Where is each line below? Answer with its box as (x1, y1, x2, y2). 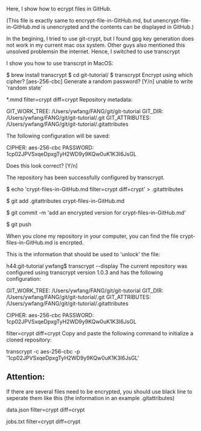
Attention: (6, 372, 45, 382)
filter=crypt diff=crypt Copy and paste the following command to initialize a (6, 330, 194, 337)
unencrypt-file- (153, 17, 191, 24)
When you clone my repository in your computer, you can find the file (6, 232, 179, 240)
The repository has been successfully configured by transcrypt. (6, 174, 165, 181)
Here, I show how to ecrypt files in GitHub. (6, 5, 112, 12)
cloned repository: (6, 336, 52, 343)
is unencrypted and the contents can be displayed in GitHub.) (41, 24, 194, 30)
